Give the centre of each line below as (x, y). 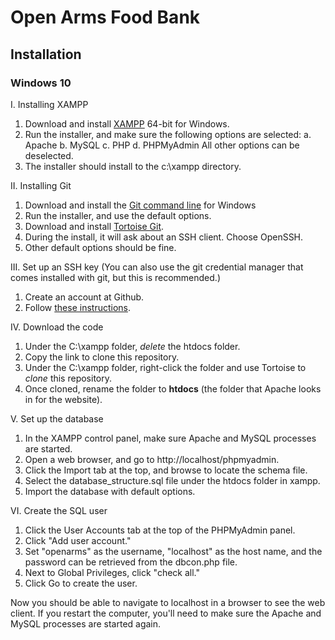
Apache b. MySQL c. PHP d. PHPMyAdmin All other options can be (162, 145)
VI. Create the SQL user (59, 510)
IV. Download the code (57, 327)
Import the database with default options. (110, 491)
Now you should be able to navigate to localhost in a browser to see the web (168, 602)
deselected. (49, 155)
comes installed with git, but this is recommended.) (115, 277)
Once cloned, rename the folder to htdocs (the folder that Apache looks (173, 388)
